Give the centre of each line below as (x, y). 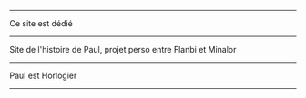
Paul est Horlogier (43, 75)
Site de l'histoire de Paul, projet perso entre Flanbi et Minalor (123, 49)
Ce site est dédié (41, 23)
